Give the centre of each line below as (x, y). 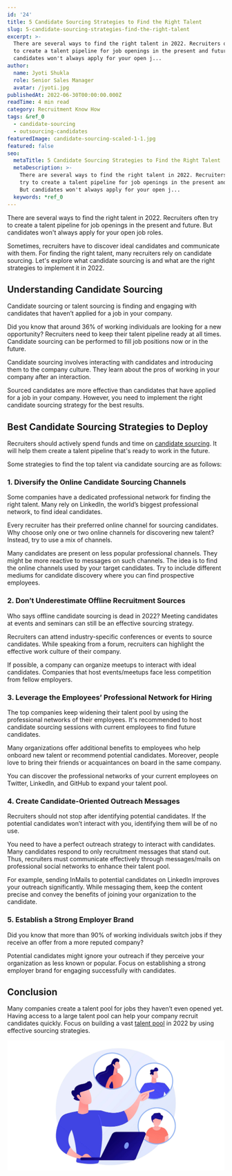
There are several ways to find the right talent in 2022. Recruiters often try (113, 217)
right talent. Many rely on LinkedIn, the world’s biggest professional (103, 504)
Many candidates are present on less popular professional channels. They (112, 553)
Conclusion (32, 992)
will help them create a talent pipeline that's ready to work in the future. (109, 451)
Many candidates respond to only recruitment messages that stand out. (109, 852)
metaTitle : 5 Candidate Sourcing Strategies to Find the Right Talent (117, 160)
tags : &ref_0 (26, 117)
